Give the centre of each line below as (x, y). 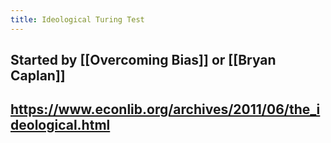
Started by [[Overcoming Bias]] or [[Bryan (143, 60)
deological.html (60, 125)
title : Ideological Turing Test (77, 19)
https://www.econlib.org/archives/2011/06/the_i (165, 109)
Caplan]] (38, 76)
